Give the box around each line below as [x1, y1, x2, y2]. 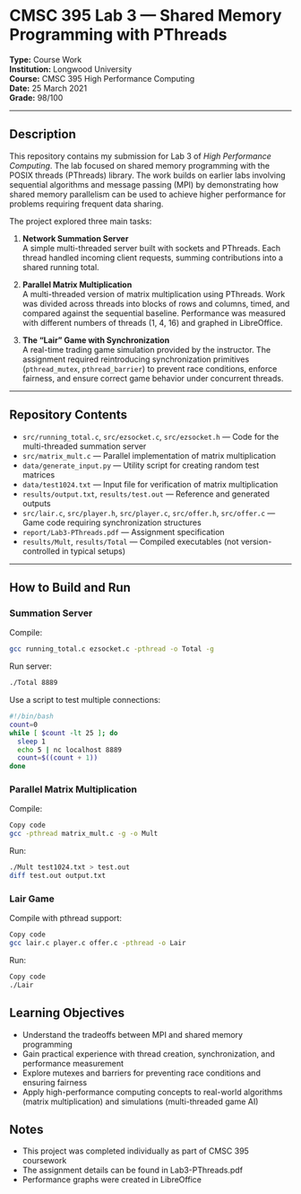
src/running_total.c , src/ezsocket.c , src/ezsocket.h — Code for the [21, 431, 279, 442]
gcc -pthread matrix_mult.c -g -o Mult [9, 830, 159, 838]
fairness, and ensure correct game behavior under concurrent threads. [21, 373, 284, 383]
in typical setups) [61, 545, 126, 557]
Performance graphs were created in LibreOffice [21, 1174, 202, 1185]
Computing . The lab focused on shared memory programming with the [9, 160, 271, 171]
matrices [21, 469, 56, 480]
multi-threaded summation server [21, 441, 147, 452]
